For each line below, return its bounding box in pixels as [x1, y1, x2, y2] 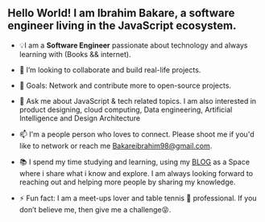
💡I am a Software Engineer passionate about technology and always [19, 40, 248, 50]
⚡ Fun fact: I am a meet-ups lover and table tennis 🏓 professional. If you [19, 193, 257, 203]
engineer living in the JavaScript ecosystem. [7, 19, 237, 33]
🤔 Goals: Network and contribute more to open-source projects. [19, 80, 231, 90]
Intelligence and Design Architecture [19, 113, 141, 123]
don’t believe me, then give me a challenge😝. [19, 204, 172, 214]
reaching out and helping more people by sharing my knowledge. [19, 177, 236, 187]
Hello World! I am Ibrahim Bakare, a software [7, 6, 235, 20]
